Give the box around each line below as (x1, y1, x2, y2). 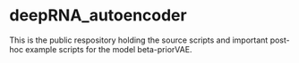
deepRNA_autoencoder (9, 5, 187, 26)
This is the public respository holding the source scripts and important (9, 35, 269, 45)
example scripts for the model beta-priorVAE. (25, 43, 192, 54)
